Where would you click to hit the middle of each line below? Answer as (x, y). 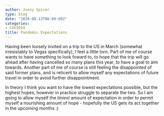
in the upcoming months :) (32, 108)
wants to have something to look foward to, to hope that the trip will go (77, 57)
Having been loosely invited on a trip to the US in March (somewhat (74, 46)
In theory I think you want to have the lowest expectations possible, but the (82, 87)
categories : (17, 23)
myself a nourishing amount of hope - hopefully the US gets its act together (82, 103)
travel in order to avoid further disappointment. (53, 78)
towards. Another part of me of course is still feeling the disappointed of (79, 67)
